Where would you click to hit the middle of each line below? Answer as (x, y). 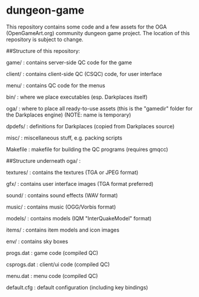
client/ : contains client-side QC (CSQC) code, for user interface (84, 74)
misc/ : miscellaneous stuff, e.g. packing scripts (64, 138)
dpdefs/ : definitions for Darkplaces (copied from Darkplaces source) (90, 126)
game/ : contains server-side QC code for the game (69, 62)
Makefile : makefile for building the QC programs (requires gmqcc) (87, 149)
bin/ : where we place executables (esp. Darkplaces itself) (77, 97)
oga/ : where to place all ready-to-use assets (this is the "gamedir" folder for (99, 108)
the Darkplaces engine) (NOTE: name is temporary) (69, 115)
